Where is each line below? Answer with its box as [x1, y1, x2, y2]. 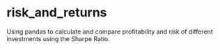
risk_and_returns [6, 5, 107, 21]
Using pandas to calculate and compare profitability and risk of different [6, 27, 213, 36]
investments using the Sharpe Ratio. [6, 34, 110, 42]
